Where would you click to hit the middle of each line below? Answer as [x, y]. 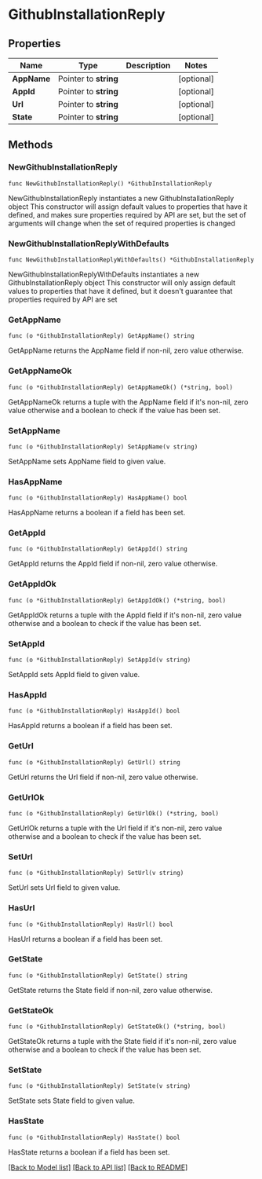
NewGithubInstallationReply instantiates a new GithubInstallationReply [121, 198]
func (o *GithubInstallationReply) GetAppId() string [98, 549]
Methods [31, 145]
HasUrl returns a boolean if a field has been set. [86, 939]
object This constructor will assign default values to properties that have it [128, 207]
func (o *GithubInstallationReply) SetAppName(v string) [103, 447]
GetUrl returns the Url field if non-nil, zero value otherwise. [103, 777]
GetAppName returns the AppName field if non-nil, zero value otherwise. [126, 350]
